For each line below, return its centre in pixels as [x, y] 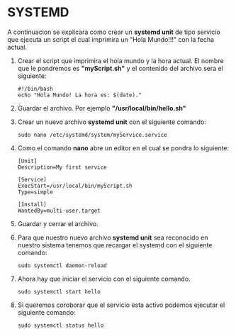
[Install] [32, 204]
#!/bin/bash [35, 89]
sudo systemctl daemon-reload [62, 265]
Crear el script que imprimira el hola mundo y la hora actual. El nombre [121, 60]
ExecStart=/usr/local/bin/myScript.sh [75, 186]
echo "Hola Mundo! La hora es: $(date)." [79, 95]
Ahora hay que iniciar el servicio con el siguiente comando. [104, 279]
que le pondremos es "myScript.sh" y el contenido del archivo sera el [120, 68]
